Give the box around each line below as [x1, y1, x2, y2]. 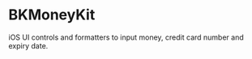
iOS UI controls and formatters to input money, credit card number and [8, 32, 245, 42]
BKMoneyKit [8, 6, 96, 24]
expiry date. [8, 40, 49, 50]
